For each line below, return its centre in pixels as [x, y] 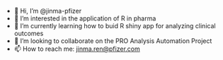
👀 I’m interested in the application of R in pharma [85, 18]
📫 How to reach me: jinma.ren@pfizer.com [77, 49]
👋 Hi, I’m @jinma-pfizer [48, 11]
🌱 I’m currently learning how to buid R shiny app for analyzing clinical [115, 26]
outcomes [29, 33]
